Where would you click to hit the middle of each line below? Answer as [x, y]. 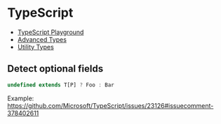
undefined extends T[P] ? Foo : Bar [61, 85]
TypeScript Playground [51, 32]
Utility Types [35, 47]
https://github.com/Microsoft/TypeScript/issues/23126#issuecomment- [110, 105]
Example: [21, 98]
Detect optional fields [55, 69]
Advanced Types [42, 39]
